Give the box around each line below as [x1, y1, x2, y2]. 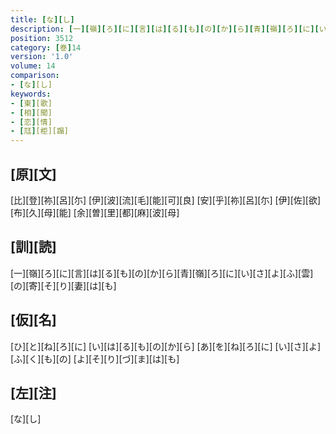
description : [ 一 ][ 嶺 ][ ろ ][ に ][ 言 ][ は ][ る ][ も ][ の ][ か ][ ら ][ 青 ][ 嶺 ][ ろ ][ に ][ [10, 24, 320, 34]
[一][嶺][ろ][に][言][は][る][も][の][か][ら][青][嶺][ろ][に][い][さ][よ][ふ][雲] [10, 267, 314, 279]
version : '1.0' [10, 52, 74, 62]
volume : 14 [10, 61, 56, 71]
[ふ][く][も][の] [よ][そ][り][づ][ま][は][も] [10, 352, 180, 365]
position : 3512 [10, 33, 74, 43]
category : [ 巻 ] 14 [10, 42, 82, 53]
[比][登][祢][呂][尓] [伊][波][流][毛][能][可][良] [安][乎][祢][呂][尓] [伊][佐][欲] [10, 194, 322, 206]
